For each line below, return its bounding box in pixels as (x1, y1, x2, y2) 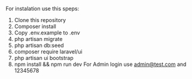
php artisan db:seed (14, 42, 64, 49)
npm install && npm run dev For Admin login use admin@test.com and (14, 61, 187, 68)
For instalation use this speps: (5, 5, 80, 12)
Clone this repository (14, 17, 66, 23)
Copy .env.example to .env (14, 29, 80, 36)
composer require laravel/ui (14, 48, 83, 55)
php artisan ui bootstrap (14, 55, 74, 61)
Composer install (14, 23, 56, 30)
